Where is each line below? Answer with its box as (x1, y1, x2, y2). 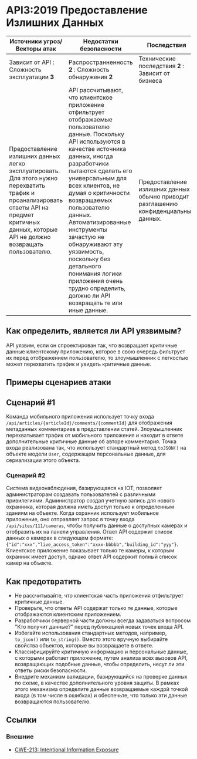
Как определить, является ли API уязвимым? (6, 326, 182, 336)
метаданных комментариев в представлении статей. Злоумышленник (6, 425, 183, 432)
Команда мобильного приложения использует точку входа (6, 413, 154, 420)
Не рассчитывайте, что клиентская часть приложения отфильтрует (14, 592, 184, 599)
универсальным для (68, 174, 127, 182)
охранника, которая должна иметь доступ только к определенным (6, 503, 174, 511)
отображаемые (68, 115, 113, 123)
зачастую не (68, 232, 104, 241)
